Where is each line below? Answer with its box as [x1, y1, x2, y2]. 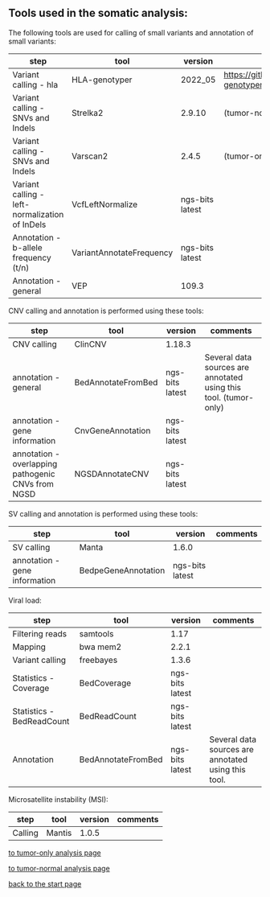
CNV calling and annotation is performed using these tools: [8, 306, 204, 315]
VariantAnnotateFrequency [72, 247, 174, 258]
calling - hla [12, 79, 59, 90]
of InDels [12, 219, 47, 230]
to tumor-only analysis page [8, 848, 102, 858]
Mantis [46, 827, 72, 838]
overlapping [12, 458, 58, 469]
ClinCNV [74, 338, 107, 349]
